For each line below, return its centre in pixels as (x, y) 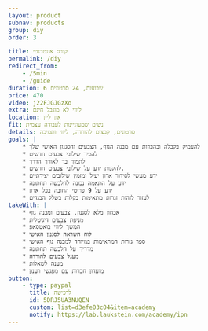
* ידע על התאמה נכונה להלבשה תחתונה (74, 183)
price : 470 (26, 95)
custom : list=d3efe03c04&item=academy (92, 307)
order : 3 (22, 37)
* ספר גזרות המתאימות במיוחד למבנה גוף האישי (84, 242)
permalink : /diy (35, 59)
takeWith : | (27, 205)
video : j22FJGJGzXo (40, 103)
